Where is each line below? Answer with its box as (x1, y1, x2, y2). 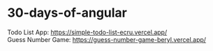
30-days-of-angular (7, 5, 128, 21)
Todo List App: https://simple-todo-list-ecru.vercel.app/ (7, 28, 168, 36)
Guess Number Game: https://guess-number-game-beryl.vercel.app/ (7, 35, 207, 43)
